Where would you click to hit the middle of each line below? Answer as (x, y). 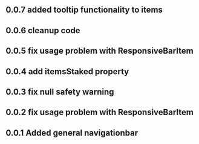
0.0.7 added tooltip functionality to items (84, 10)
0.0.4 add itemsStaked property (67, 71)
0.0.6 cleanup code (43, 30)
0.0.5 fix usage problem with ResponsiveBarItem (100, 51)
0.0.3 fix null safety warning (60, 92)
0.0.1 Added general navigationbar (72, 133)
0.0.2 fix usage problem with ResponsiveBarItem (100, 112)
